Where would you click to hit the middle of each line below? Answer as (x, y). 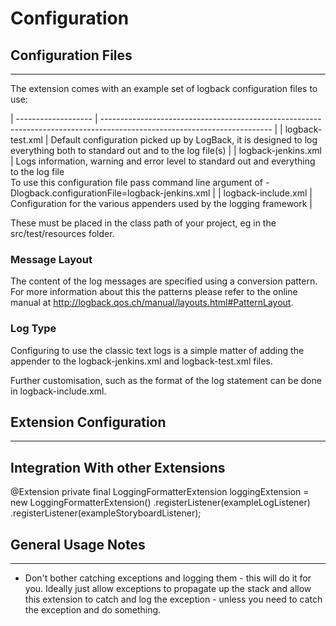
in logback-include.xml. (58, 391)
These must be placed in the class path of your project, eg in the (143, 223)
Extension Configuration (88, 422)
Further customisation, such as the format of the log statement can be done (166, 380)
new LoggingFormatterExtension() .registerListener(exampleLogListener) (160, 503)
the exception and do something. (93, 610)
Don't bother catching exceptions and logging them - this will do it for (168, 578)
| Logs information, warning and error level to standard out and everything (163, 161)
